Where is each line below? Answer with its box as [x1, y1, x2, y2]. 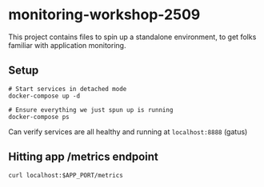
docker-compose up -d [8, 92, 81, 100]
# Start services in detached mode [8, 85, 127, 93]
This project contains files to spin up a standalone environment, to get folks [8, 32, 257, 42]
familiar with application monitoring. [8, 40, 126, 50]
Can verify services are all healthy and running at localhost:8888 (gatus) [8, 126, 248, 137]
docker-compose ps [8, 113, 70, 121]
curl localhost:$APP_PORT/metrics [8, 171, 124, 179]
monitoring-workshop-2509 [8, 6, 201, 24]
